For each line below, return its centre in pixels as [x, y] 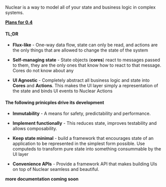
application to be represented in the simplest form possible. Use [79, 144]
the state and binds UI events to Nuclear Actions [62, 91]
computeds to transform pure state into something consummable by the [87, 149]
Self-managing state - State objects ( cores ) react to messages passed [86, 60]
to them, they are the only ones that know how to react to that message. [87, 65]
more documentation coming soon [42, 179]
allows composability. [35, 129]
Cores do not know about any [43, 71]
